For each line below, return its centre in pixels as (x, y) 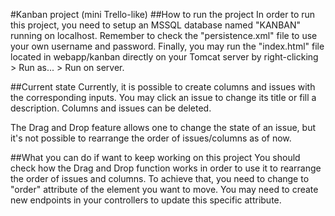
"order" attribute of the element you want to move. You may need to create (164, 189)
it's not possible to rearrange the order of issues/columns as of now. (151, 138)
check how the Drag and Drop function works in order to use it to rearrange (166, 168)
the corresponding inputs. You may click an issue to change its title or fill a (163, 97)
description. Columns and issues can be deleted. (111, 108)
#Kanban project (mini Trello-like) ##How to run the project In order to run (163, 14)
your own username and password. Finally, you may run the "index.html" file (167, 46)
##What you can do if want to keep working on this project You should (155, 157)
